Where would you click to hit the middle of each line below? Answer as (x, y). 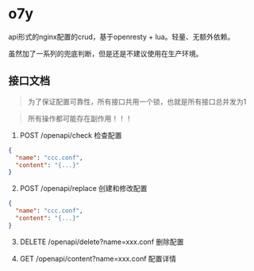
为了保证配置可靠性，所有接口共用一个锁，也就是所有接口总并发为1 (137, 101)
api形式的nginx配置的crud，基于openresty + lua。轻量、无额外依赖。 (121, 36)
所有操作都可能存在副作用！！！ (80, 118)
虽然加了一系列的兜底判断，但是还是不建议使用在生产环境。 (106, 53)
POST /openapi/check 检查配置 (71, 135)
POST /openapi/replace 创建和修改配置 (83, 189)
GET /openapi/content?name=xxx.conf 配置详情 (98, 258)
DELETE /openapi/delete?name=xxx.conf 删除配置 (102, 242)
